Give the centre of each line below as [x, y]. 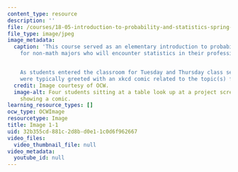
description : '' [31, 21]
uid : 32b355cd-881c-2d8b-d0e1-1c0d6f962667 [73, 132]
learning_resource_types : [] [50, 105]
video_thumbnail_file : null [55, 145]
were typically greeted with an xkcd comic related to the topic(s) [123, 79]
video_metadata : [31, 151]
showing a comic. [46, 99]
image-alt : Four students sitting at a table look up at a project [115, 92]
